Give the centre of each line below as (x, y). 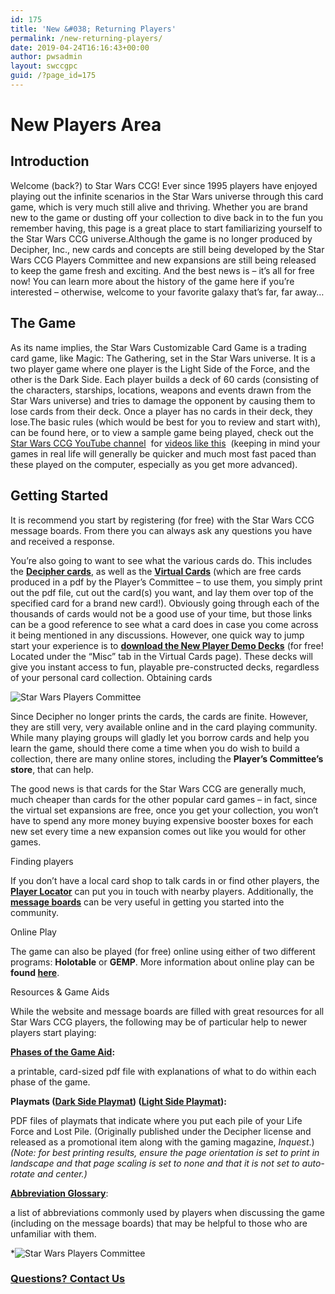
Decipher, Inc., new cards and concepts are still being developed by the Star (167, 249)
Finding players (42, 861)
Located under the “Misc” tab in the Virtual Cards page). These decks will (161, 656)
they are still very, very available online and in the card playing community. (164, 727)
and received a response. (62, 541)
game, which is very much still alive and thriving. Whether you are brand (159, 207)
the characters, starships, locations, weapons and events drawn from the (161, 390)
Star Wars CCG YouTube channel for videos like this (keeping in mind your (165, 443)
